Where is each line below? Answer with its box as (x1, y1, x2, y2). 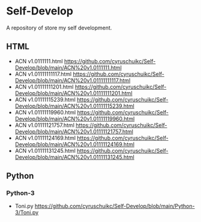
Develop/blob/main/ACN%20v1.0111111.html (14, 64, 122, 71)
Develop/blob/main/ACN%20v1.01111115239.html (14, 102, 135, 109)
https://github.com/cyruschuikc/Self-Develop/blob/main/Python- (34, 203, 195, 210)
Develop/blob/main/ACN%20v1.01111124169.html (14, 140, 135, 148)
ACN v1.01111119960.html (14, 108, 76, 116)
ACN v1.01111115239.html (14, 96, 76, 103)
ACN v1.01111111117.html (14, 70, 72, 78)
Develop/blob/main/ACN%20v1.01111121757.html (14, 128, 134, 135)
